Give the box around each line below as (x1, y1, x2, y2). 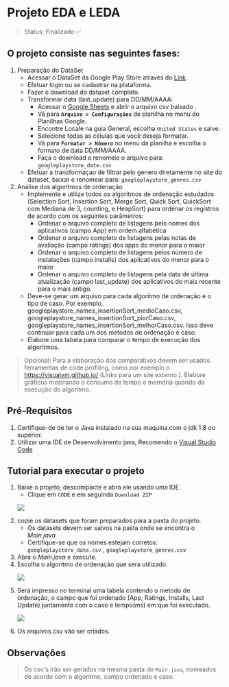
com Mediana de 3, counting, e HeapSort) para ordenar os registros (27, 204, 219, 213)
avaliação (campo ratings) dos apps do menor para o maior (37, 241, 206, 249)
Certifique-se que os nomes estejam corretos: (27, 538, 158, 546)
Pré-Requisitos (7, 405, 73, 417)
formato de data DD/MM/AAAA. (37, 146, 127, 154)
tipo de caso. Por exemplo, (27, 299, 104, 307)
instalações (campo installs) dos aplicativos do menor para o (37, 255, 210, 263)
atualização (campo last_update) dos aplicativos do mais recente (37, 277, 221, 285)
